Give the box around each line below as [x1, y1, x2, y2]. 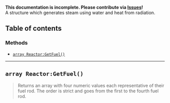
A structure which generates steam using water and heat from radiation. [5, 10, 155, 16]
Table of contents [5, 24, 62, 33]
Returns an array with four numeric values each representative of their [17, 82, 164, 88]
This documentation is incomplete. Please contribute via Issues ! [5, 5, 143, 10]
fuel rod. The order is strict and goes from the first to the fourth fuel [17, 88, 159, 94]
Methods [5, 39, 28, 46]
